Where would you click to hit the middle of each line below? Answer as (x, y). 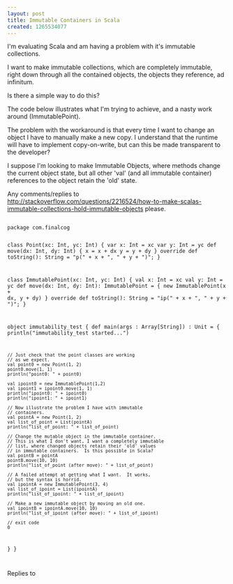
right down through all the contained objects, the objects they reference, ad (116, 75)
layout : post (26, 14)
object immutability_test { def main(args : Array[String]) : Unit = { (113, 327)
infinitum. (21, 82)
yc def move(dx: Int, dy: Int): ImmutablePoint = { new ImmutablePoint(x (117, 286)
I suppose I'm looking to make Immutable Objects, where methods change (114, 166)
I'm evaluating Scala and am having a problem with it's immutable (101, 47)
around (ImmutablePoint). (44, 116)
